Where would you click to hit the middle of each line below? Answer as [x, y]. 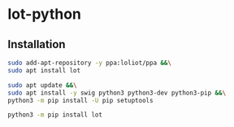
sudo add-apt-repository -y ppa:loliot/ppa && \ [90, 63]
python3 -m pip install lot [55, 115]
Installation [37, 44]
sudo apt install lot [44, 70]
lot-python [45, 14]
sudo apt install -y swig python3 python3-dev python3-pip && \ [117, 93]
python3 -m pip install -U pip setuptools [80, 100]
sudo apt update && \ [43, 85]
